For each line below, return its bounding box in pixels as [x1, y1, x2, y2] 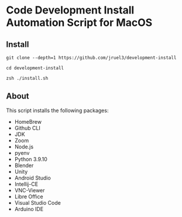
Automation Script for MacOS [6, 16, 153, 29]
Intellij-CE [14, 180, 39, 188]
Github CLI [14, 124, 41, 131]
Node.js [14, 143, 34, 150]
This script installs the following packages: [6, 107, 109, 114]
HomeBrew [14, 118, 42, 125]
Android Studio [14, 174, 51, 181]
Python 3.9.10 [14, 155, 48, 162]
